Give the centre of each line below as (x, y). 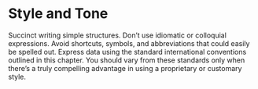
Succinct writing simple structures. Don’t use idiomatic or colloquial (117, 35)
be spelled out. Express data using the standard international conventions (127, 52)
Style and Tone (58, 14)
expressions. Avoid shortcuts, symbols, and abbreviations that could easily (129, 43)
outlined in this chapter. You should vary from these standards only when (127, 60)
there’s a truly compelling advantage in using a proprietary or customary (125, 68)
